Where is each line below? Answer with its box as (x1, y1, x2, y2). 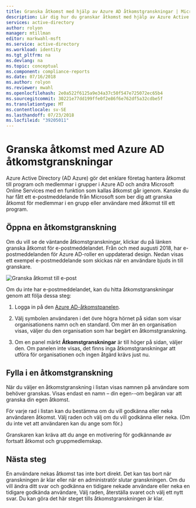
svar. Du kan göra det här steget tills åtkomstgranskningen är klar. (6, 495, 164, 502)
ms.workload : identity (6, 47, 61, 53)
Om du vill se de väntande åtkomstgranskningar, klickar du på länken (6, 238, 172, 245)
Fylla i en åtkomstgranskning (6, 368, 113, 378)
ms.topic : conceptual (6, 63, 59, 69)
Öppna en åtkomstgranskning (6, 223, 117, 233)
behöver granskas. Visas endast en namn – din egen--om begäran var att (6, 390, 182, 397)
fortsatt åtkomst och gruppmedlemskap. (6, 437, 103, 444)
